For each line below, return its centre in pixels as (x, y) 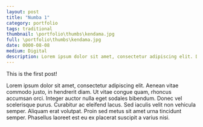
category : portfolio (32, 23)
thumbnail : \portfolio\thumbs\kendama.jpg (60, 34)
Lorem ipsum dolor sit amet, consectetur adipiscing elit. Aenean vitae (92, 85)
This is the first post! (32, 73)
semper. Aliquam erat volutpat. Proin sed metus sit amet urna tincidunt (94, 111)
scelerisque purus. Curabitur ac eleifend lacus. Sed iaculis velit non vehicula (101, 104)
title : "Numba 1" (28, 17)
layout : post (23, 12)
